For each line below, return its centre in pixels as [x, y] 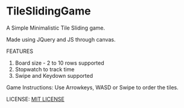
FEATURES [20, 51]
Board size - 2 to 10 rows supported [59, 63]
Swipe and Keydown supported [54, 75]
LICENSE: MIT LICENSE [35, 99]
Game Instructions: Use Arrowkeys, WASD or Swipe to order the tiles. [93, 87]
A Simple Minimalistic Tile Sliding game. [56, 28]
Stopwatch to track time [45, 69]
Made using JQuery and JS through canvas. [61, 39]
